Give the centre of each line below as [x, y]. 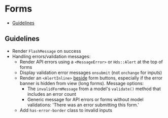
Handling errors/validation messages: [51, 56]
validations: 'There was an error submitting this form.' [83, 105]
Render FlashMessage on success [47, 51]
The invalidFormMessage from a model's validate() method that [94, 89]
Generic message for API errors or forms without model [85, 99]
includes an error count [52, 94]
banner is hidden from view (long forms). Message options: [82, 83]
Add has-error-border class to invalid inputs [66, 110]
